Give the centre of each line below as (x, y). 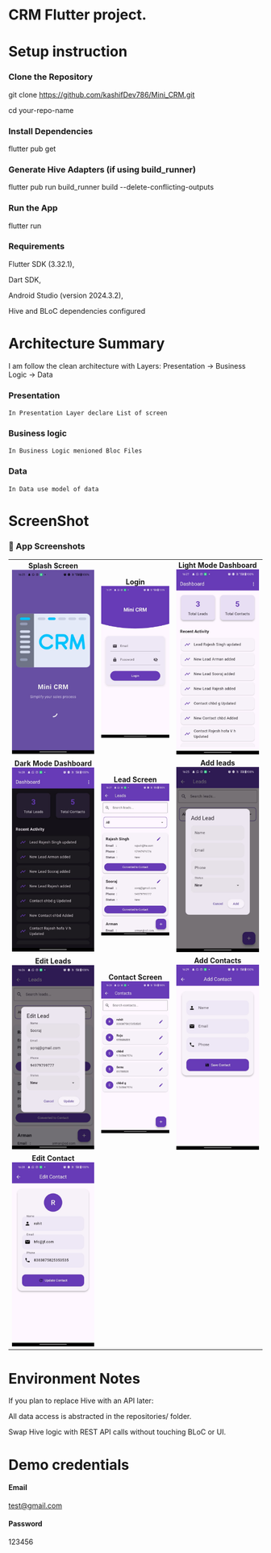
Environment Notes (75, 1378)
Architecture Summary (87, 344)
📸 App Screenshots (47, 546)
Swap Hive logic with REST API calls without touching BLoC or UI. (117, 1432)
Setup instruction (68, 52)
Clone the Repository (51, 77)
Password (25, 1524)
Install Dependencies (51, 131)
